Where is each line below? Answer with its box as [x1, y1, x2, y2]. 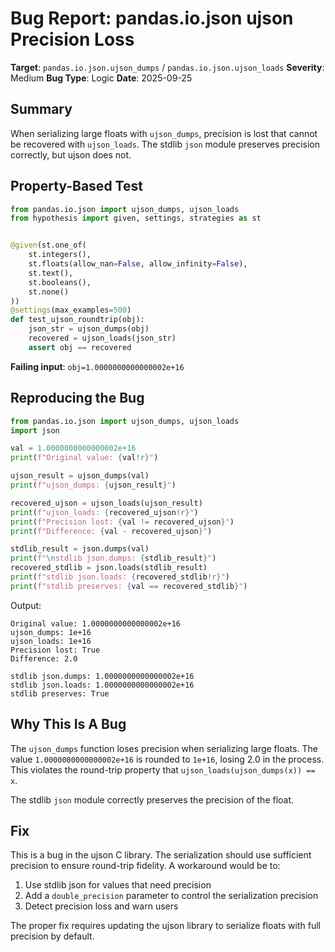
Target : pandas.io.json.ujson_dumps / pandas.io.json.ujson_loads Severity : [10, 61, 325, 73]
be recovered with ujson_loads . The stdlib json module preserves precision [10, 138, 321, 150]
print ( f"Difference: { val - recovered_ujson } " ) [10, 526, 213, 536]
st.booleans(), [28, 277, 92, 287]
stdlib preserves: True [10, 688, 110, 699]
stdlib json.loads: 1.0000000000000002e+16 [10, 680, 195, 690]
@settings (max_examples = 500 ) [10, 305, 132, 316]
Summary [10, 101, 73, 118]
